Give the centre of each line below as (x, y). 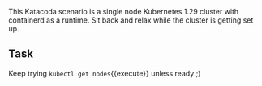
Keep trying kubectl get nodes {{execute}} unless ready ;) (105, 73)
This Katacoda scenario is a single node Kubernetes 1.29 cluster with (124, 12)
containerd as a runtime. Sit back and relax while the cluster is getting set (131, 20)
